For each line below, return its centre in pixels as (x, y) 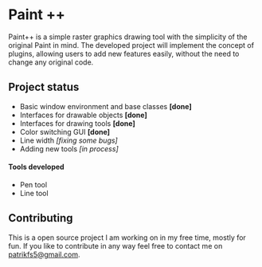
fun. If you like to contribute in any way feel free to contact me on (115, 245)
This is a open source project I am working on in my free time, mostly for (127, 238)
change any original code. (51, 62)
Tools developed (37, 167)
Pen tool (33, 184)
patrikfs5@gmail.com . (44, 254)
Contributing (41, 218)
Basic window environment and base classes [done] (106, 106)
